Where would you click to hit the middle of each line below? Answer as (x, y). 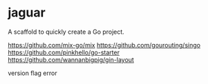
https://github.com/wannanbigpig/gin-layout (71, 59)
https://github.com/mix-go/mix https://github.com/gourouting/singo (104, 45)
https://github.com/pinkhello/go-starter (64, 52)
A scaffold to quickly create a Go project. (66, 32)
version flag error (32, 73)
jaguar (27, 13)
